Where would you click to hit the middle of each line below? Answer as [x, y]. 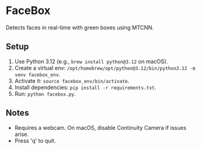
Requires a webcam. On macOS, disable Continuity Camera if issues [100, 127]
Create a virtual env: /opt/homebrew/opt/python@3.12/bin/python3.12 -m [105, 68]
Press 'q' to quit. [35, 140]
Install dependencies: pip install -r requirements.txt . [85, 87]
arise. [22, 134]
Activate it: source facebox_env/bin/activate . [72, 80]
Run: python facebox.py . [45, 94]
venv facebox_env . [37, 74]
